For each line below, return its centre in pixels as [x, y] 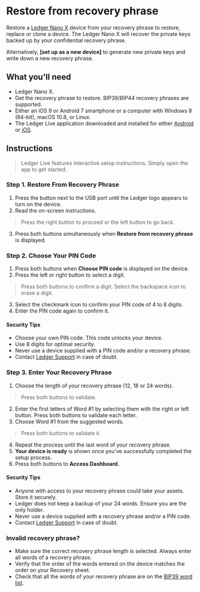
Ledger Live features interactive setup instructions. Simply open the [104, 163]
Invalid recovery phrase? [43, 538]
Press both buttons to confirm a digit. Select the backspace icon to [103, 287]
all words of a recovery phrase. [53, 557]
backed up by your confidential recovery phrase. [66, 40]
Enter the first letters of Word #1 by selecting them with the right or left [102, 409]
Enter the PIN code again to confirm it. [62, 311]
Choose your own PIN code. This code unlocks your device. [89, 338]
